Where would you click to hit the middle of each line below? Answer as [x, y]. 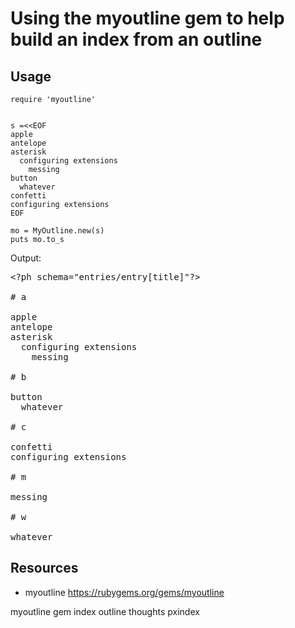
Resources [44, 568]
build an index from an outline [136, 39]
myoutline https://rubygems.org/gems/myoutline [124, 592]
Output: [26, 258]
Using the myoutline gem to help [147, 18]
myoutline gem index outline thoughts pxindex [105, 611]
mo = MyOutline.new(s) [57, 231]
